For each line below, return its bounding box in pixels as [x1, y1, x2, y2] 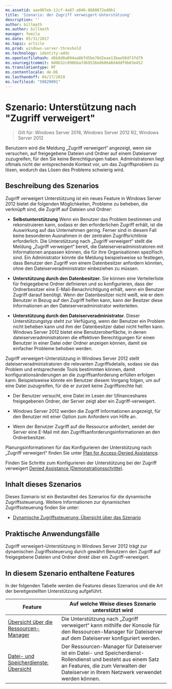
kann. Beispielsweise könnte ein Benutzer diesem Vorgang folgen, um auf [5, 377, 161, 383]
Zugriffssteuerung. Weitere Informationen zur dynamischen [5, 499, 131, 505]
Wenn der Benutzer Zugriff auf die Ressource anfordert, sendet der [12, 423, 155, 429]
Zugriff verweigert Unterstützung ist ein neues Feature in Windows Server [5, 195, 161, 201]
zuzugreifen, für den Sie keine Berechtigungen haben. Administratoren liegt [5, 155, 165, 162]
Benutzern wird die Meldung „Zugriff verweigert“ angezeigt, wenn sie [5, 144, 152, 151]
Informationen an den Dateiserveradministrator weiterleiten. [12, 302, 139, 309]
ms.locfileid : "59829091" [5, 79, 60, 84]
